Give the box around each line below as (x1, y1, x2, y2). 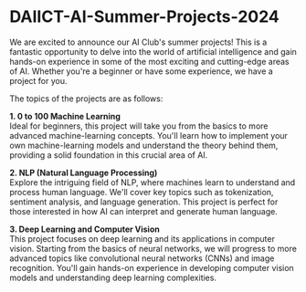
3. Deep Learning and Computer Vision (9, 224, 160, 235)
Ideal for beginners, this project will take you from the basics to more (9, 120, 269, 131)
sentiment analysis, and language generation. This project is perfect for (9, 196, 279, 207)
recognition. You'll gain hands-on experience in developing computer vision (9, 262, 294, 273)
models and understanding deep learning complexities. (9, 272, 217, 283)
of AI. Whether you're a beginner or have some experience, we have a (9, 66, 274, 77)
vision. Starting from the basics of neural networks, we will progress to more (9, 243, 297, 254)
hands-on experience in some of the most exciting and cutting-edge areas (9, 56, 290, 67)
